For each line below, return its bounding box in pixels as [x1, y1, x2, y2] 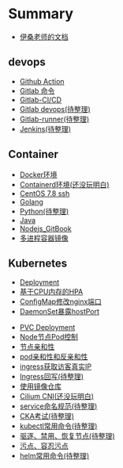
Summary [8, 5, 73, 23]
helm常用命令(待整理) [19, 451, 90, 461]
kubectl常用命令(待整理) [19, 421, 98, 431]
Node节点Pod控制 [19, 332, 79, 342]
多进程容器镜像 [19, 233, 69, 243]
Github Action [19, 76, 65, 86]
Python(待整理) [19, 206, 69, 216]
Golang [19, 197, 43, 206]
